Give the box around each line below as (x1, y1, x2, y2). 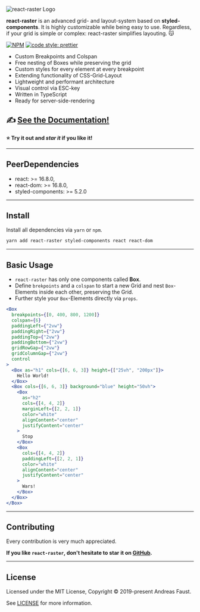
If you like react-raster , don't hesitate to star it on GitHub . (6, 549, 152, 557)
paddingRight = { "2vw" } (11, 328, 65, 335)
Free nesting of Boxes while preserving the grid (14, 60, 132, 66)
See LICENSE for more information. (6, 599, 92, 607)
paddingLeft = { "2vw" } (11, 323, 62, 329)
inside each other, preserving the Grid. (39, 289, 134, 296)
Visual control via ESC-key (14, 85, 80, 92)
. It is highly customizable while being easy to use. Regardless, (37, 24, 192, 30)
